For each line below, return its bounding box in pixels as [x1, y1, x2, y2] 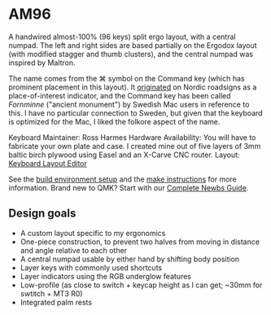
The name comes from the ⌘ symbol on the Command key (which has [8, 73, 245, 83]
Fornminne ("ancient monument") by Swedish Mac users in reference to [8, 99, 250, 109]
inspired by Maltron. [8, 58, 76, 68]
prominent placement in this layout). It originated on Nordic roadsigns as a [8, 82, 257, 92]
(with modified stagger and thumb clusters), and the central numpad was [8, 49, 254, 59]
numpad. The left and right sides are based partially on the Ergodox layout [8, 40, 258, 50]
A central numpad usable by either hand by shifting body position [20, 254, 240, 264]
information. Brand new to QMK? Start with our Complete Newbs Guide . [8, 182, 249, 192]
